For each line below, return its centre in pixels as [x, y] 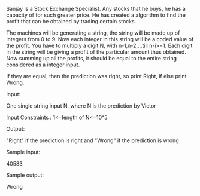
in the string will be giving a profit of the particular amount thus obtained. [96, 52]
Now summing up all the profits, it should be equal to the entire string [92, 58]
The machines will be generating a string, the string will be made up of [93, 33]
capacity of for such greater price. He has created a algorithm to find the [96, 15]
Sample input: [23, 152]
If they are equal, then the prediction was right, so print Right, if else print [96, 76]
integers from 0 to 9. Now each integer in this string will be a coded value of [100, 39]
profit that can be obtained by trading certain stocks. [71, 21]
